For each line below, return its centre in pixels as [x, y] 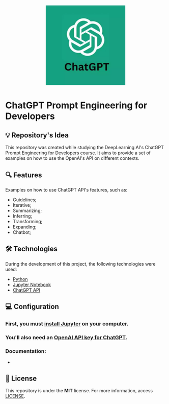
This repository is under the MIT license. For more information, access [79, 391]
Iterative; [22, 205]
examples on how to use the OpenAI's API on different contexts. [72, 158]
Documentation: [26, 351]
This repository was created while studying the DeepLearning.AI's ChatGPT [85, 148]
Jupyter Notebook [32, 284]
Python [20, 279]
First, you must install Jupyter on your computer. [67, 324]
